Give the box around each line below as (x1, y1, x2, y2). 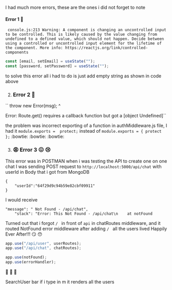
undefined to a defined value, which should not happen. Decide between (5, 36, 164, 42)
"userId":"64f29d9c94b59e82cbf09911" (14, 183, 95, 189)
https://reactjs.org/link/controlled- (65, 46, 148, 51)
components (5, 50, 29, 55)
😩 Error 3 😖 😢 (12, 146, 51, 153)
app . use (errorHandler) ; (5, 260, 56, 265)
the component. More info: (5, 46, 63, 51)
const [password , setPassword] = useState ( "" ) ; (5, 64, 109, 69)
